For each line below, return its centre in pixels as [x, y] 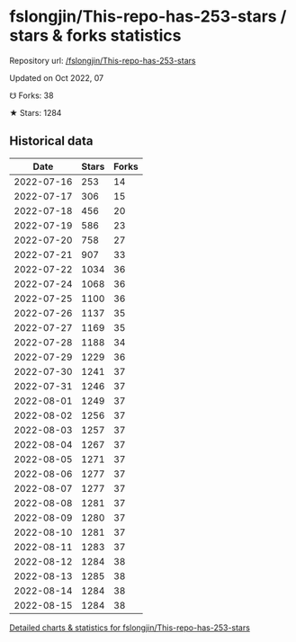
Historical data [51, 141]
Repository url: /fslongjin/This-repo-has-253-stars [103, 60]
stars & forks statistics [95, 36]
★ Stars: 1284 [36, 112]
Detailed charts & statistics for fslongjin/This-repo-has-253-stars [130, 628]
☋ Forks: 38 [31, 95]
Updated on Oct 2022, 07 [57, 77]
